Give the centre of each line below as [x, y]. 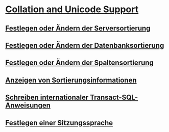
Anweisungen [28, 105]
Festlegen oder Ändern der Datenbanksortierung [85, 45]
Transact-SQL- [114, 98]
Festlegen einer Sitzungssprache [59, 123]
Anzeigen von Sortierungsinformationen [71, 80]
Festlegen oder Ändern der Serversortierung [78, 28]
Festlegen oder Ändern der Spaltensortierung [80, 63]
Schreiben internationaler [47, 98]
